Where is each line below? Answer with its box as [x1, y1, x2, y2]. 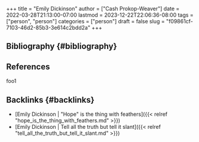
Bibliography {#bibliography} [6, 41, 118, 51]
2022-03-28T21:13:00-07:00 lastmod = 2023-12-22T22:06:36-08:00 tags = [6, 11, 194, 18]
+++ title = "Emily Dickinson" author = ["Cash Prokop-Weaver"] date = [6, 5, 180, 12]
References [6, 61, 50, 72]
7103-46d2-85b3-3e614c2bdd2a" [6, 24, 91, 31]
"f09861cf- [166, 18, 193, 24]
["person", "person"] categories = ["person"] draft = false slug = [6, 18, 166, 24]
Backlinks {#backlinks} [6, 95, 94, 105]
